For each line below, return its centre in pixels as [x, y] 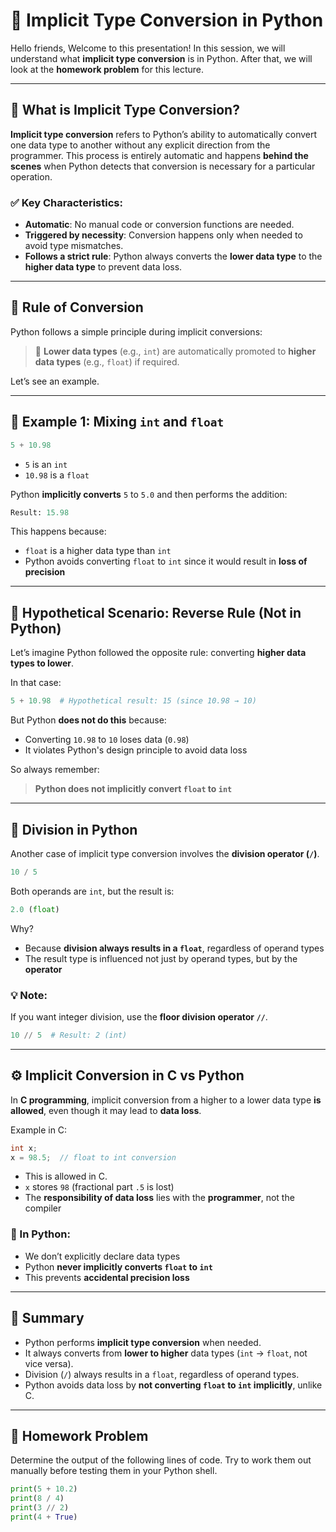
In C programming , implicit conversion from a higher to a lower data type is [166, 1100]
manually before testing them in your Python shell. [114, 1471]
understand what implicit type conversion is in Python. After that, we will [161, 58]
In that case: [36, 683]
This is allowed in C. [66, 1176]
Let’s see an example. [55, 381]
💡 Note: [29, 995]
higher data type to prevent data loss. [103, 267]
